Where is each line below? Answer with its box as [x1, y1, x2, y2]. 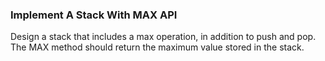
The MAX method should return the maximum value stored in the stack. [10, 41, 305, 53]
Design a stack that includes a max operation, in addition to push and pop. [10, 31, 317, 43]
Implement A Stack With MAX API [10, 8, 178, 22]
